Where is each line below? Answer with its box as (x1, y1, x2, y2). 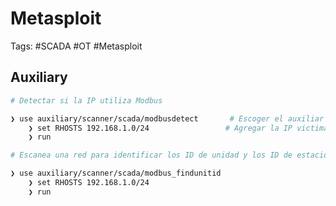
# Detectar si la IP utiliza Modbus (10, 95, 163, 106)
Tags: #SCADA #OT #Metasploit (10, 40, 143, 52)
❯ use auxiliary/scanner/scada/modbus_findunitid (10, 168, 222, 179)
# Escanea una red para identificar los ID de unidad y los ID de (10, 150, 293, 161)
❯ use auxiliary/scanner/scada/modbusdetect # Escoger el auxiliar (10, 113, 325, 124)
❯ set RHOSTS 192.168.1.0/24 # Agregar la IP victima (28, 123, 329, 133)
